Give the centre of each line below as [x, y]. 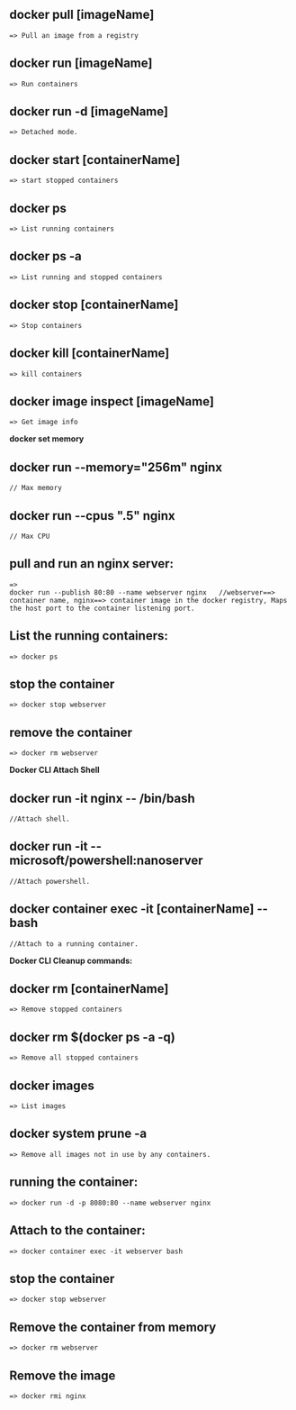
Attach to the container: [77, 1230]
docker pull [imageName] [82, 15]
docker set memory [47, 439]
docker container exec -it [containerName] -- [139, 909]
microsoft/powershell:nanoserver [106, 861]
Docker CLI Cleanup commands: [71, 960]
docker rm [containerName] [89, 989]
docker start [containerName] [95, 160]
